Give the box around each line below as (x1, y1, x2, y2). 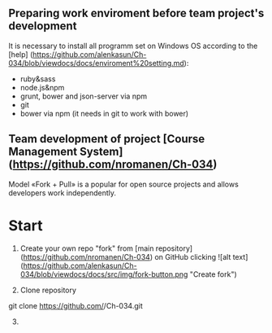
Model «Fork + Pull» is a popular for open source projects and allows (8, 179, 240, 189)
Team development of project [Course (8, 132, 205, 146)
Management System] (8, 145, 123, 159)
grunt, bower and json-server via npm (19, 91, 148, 101)
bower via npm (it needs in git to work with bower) (19, 108, 189, 118)
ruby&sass (19, 73, 56, 84)
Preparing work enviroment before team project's (8, 7, 265, 20)
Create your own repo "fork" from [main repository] (19, 243, 193, 253)
